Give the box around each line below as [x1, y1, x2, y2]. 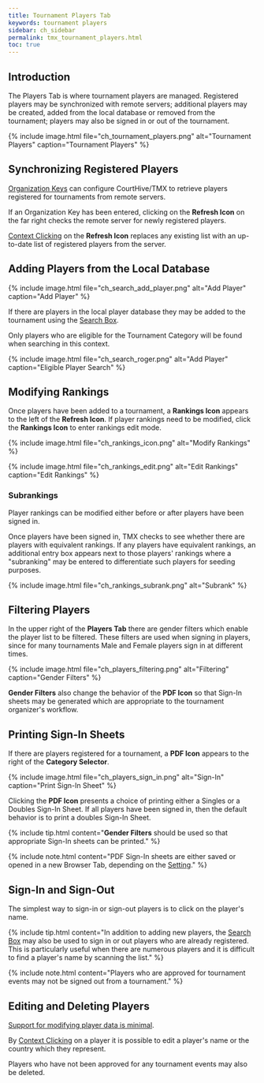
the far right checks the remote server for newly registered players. [8, 215, 227, 225]
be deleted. [8, 1067, 46, 1077]
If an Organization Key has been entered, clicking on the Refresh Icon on [8, 207, 245, 217]
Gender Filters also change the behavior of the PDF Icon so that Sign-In [8, 688, 243, 698]
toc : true [8, 41, 41, 49]
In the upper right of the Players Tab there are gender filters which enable [8, 624, 248, 633]
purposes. [8, 565, 42, 574]
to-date [8, 239, 33, 248]
